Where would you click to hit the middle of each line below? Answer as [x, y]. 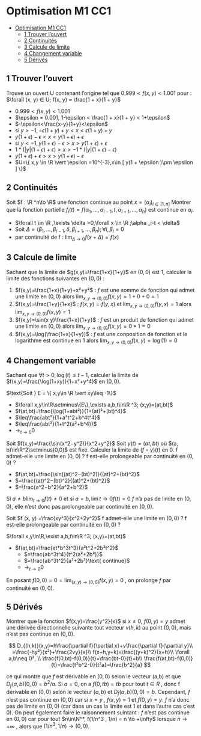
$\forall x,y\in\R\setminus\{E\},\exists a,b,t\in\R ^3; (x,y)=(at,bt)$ [94, 405]
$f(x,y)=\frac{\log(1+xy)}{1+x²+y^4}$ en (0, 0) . [64, 382]
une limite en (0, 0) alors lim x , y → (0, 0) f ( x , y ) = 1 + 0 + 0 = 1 [87, 297]
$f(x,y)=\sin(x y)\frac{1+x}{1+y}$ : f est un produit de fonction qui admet [104, 319]
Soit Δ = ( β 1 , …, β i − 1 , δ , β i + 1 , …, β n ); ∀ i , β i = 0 [69, 230]
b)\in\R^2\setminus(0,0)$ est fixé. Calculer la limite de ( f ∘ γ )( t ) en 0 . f [92, 450]
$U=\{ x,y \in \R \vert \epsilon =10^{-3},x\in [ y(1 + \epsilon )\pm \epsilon [104, 162]
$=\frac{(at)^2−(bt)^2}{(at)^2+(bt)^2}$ [62, 481]
